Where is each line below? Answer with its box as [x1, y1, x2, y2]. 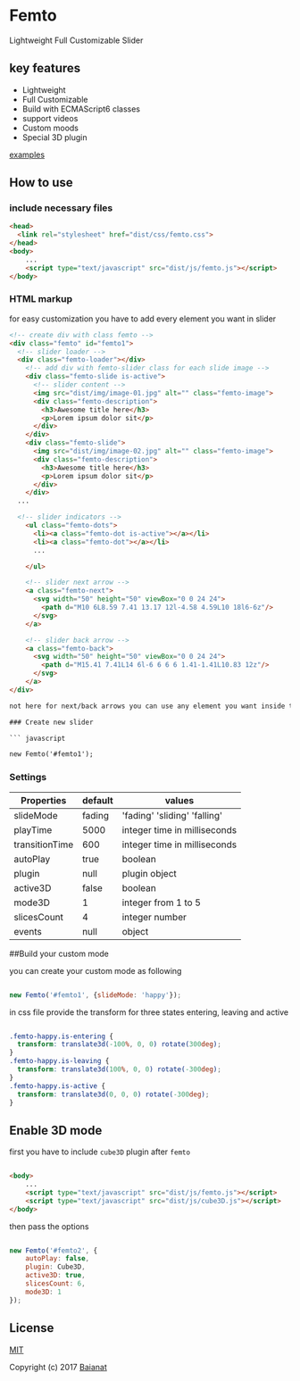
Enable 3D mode [9, 1122, 103, 1138]
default [81, 794, 113, 806]
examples [9, 149, 46, 160]
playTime [13, 823, 53, 836]
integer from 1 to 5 [121, 896, 201, 909]
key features [9, 61, 81, 76]
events [13, 925, 42, 937]
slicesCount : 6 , [25, 1279, 87, 1288]
